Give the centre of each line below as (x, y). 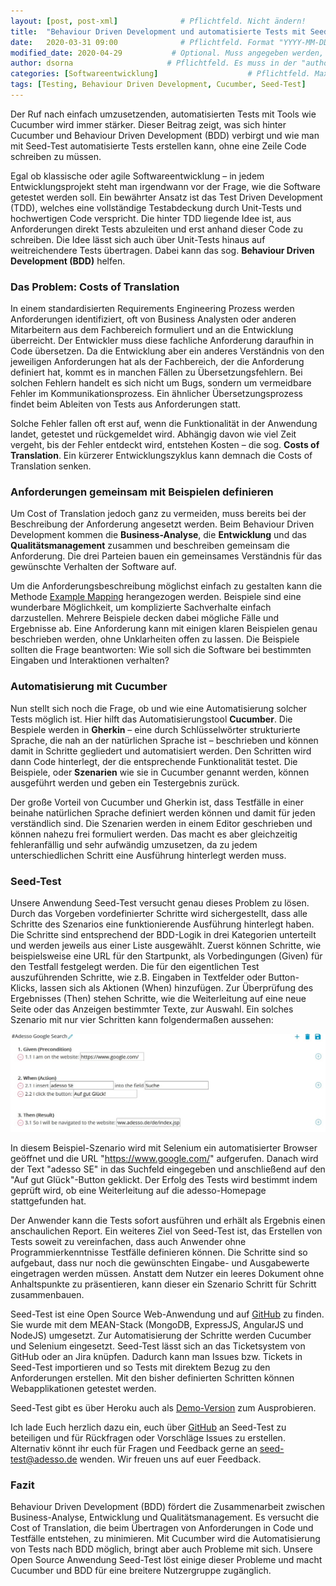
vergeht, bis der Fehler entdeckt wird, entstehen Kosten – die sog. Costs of (165, 445)
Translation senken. (51, 466)
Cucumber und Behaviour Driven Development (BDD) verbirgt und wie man (165, 135)
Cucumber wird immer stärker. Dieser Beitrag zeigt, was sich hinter (148, 124)
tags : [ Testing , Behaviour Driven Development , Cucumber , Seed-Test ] (158, 85)
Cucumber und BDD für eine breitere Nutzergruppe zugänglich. (141, 1571)
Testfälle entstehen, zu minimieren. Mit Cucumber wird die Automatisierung (165, 1539)
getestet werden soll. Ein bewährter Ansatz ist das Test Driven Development (166, 197)
